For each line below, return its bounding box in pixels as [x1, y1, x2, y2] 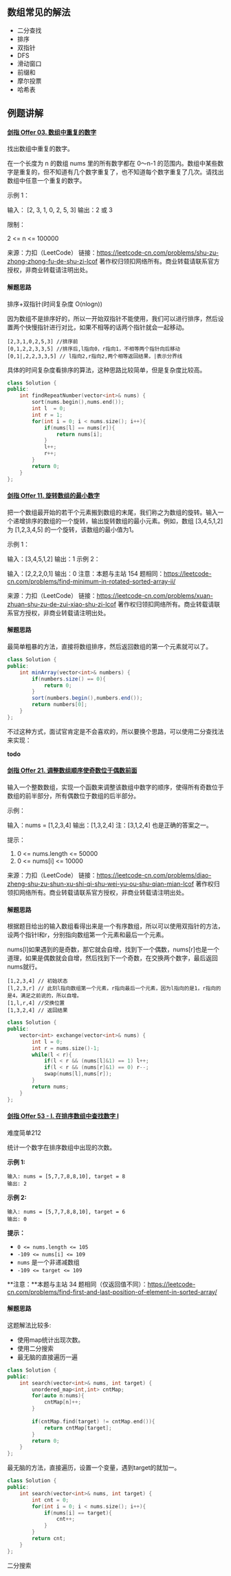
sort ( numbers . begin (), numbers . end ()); [32, 694, 143, 702]
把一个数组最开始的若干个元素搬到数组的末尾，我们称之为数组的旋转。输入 [7, 508, 218, 516]
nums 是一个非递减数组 [16, 1258, 80, 1266]
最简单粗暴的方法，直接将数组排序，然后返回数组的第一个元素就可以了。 [7, 643, 212, 651]
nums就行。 [7, 962, 41, 971]
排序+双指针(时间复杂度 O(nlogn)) [7, 300, 103, 308]
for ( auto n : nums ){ [32, 1392, 85, 1399]
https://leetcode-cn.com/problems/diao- [96, 870, 212, 879]
